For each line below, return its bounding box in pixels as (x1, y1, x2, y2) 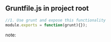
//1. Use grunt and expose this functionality (5, 17, 106, 23)
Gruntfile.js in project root (5, 4, 89, 13)
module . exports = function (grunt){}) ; (5, 23, 88, 28)
